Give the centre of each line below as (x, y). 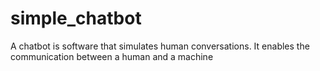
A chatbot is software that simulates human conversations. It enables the (160, 46)
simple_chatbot (76, 18)
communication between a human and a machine (112, 56)
